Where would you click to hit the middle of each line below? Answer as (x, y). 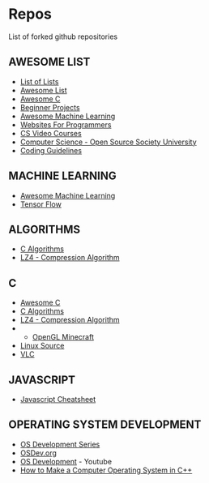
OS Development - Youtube (66, 461)
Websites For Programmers (66, 124)
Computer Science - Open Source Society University (108, 142)
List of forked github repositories (63, 36)
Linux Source (42, 346)
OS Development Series (60, 444)
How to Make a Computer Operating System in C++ (106, 470)
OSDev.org (38, 453)
